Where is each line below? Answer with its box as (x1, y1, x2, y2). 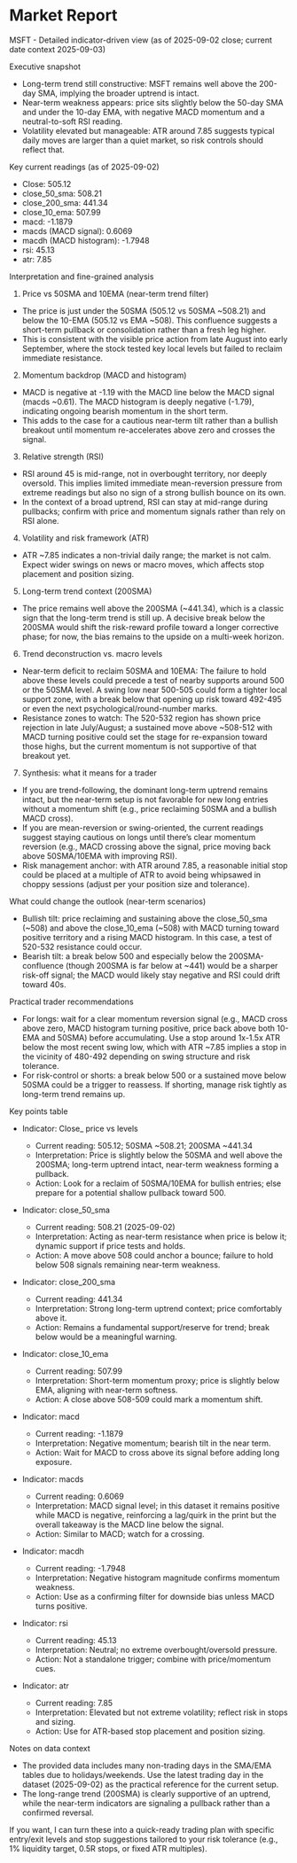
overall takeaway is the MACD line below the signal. (35, 1519, 224, 1530)
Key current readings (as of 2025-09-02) (9, 161, 160, 172)
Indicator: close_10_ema (21, 1348, 109, 1359)
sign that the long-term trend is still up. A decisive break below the (21, 612, 266, 623)
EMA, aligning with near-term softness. (35, 1384, 178, 1395)
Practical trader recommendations (9, 996, 135, 1007)
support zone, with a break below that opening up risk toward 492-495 (21, 693, 282, 705)
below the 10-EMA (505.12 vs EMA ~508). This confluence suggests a (21, 315, 277, 325)
